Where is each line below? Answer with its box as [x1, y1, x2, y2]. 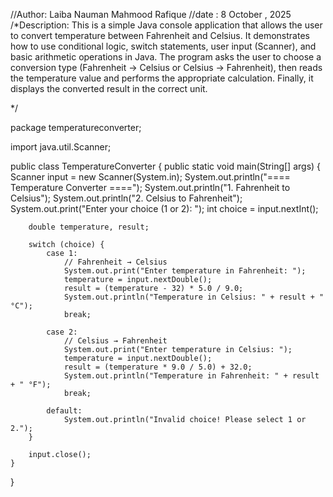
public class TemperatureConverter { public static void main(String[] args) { [10, 160, 322, 172]
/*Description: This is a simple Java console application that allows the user [10, 19, 323, 31]
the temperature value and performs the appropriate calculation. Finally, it [10, 72, 314, 84]
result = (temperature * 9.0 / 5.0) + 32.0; [63, 362, 253, 372]
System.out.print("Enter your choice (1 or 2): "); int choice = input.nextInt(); [10, 203, 319, 214]
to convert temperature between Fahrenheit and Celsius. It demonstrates [10, 30, 310, 41]
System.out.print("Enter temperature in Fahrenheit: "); [63, 266, 307, 276]
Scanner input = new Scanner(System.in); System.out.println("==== [10, 171, 291, 183]
